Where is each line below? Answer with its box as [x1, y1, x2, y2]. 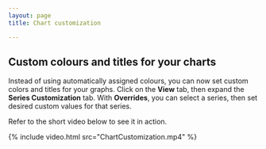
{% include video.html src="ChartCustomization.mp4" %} [8, 132, 197, 142]
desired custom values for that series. [8, 101, 133, 111]
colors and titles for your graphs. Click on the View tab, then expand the [8, 85, 245, 94]
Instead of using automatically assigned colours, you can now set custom [8, 76, 249, 86]
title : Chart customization [8, 19, 102, 27]
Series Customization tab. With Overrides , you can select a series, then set [8, 93, 258, 103]
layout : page [8, 11, 52, 20]
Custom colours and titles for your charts [8, 55, 217, 68]
